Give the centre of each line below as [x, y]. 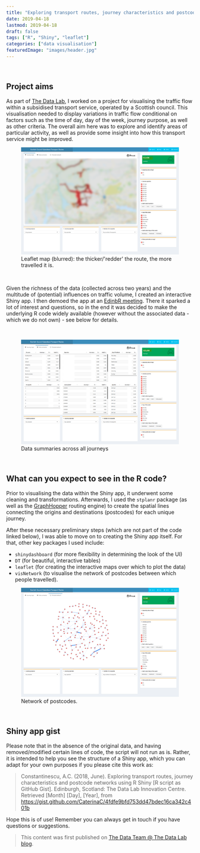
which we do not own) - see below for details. [62, 320]
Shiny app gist [33, 731]
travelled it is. [37, 265]
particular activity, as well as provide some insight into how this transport [96, 132]
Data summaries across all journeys [65, 448]
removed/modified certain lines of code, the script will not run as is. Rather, [98, 752]
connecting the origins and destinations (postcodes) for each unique [90, 512]
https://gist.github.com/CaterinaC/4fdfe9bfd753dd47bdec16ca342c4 [106, 801]
